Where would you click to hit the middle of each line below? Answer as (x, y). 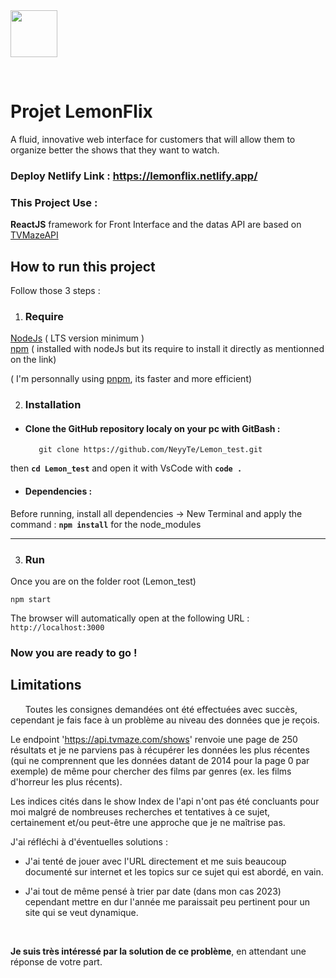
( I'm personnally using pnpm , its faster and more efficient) (131, 379)
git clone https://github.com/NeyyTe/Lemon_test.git (150, 450)
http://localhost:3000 (57, 627)
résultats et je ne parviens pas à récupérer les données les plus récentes (160, 750)
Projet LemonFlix (81, 111)
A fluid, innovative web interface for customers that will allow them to (153, 139)
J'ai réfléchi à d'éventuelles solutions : (89, 841)
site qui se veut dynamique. (81, 912)
